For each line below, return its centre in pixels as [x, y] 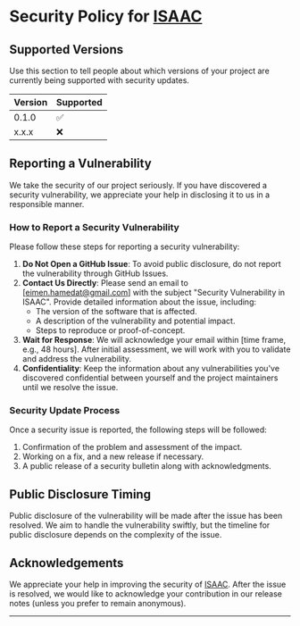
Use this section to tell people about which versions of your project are [139, 71]
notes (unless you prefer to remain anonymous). [98, 604]
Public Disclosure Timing [80, 494]
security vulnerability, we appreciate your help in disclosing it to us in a [140, 195]
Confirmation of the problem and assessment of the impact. [132, 447]
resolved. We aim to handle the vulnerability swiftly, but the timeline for [140, 525]
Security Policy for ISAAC [106, 17]
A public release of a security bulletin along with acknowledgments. [147, 466]
